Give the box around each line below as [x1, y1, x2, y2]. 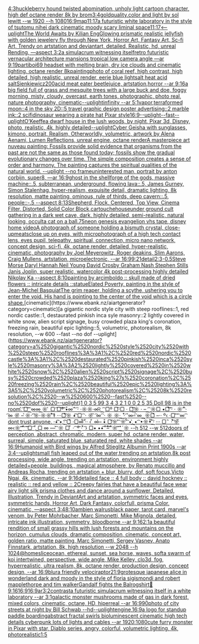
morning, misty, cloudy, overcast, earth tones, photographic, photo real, [8, 93, 182, 100]
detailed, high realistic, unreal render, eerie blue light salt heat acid [8, 74, 167, 81]
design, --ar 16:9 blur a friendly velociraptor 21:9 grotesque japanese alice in [8, 569, 187, 575]
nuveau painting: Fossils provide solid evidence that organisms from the [8, 143, 182, 150]
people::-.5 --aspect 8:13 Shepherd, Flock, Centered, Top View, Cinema [8, 199, 180, 206]
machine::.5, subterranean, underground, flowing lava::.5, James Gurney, [8, 180, 184, 187]
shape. [8, 299, 25, 306]
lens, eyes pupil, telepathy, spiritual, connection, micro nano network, [8, 237, 176, 243]
